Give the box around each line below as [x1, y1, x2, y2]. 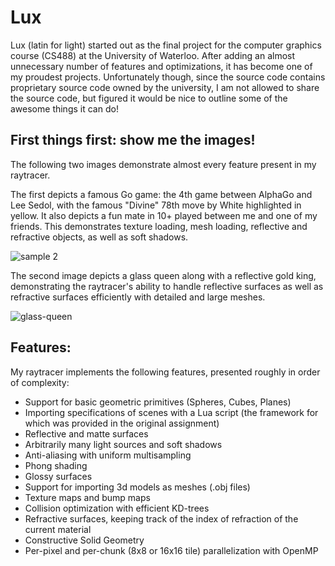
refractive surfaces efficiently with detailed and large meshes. [10, 291, 266, 303]
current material [24, 523, 92, 535]
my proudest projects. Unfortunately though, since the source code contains [10, 71, 326, 83]
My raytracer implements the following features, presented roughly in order [10, 366, 321, 378]
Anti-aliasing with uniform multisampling [24, 449, 192, 461]
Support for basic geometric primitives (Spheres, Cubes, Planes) [24, 396, 292, 408]
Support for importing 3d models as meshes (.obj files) [24, 481, 251, 493]
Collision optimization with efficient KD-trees [24, 502, 210, 514]
